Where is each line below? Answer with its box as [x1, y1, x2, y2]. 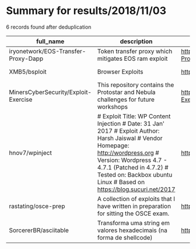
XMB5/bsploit [9, 67, 47, 75]
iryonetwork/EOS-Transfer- [9, 47, 86, 55]
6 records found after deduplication [6, 23, 92, 30]
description [120, 37, 153, 45]
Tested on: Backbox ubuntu [97, 171, 173, 179]
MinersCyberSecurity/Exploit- [9, 88, 92, 96]
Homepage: [97, 141, 129, 150]
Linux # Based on [97, 178, 145, 186]
